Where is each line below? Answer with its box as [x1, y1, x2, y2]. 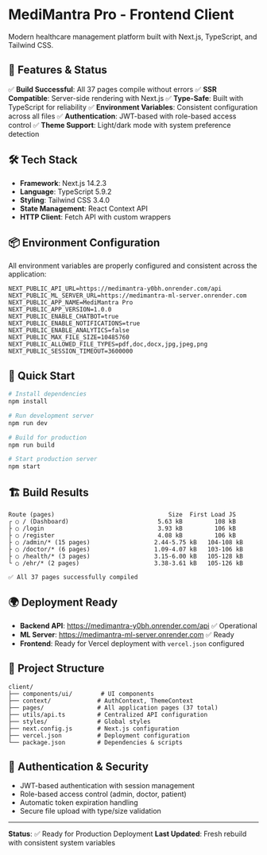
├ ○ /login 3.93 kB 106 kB [8, 524, 237, 532]
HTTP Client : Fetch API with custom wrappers [19, 212, 172, 222]
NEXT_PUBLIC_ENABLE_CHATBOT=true [8, 312, 119, 321]
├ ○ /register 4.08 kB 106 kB [8, 532, 237, 540]
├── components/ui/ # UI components [8, 690, 155, 698]
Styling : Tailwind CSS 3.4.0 [19, 195, 110, 204]
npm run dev [8, 419, 48, 427]
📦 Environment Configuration [8, 236, 161, 250]
